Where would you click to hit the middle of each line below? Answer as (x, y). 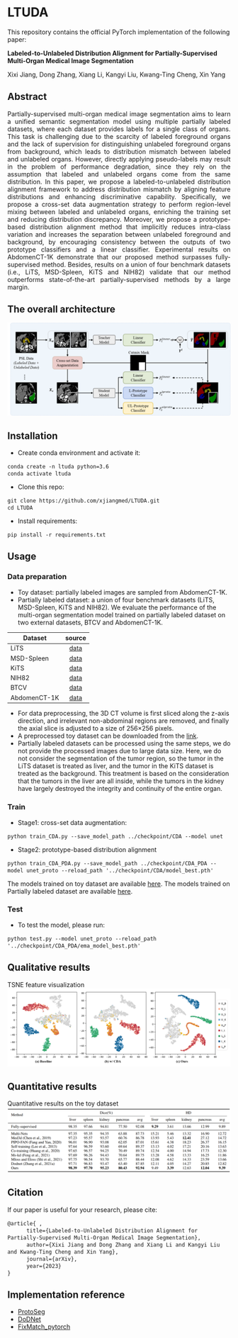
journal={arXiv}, (52, 1259)
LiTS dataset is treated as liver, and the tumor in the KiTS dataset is (115, 766)
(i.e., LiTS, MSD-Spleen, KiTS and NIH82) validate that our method (119, 272)
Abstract (27, 97)
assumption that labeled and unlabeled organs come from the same (119, 174)
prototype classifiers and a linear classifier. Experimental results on (119, 249)
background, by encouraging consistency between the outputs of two (119, 242)
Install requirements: (47, 521)
